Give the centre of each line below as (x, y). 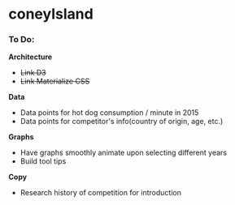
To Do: (22, 40)
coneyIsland (51, 14)
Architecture (30, 57)
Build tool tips (43, 161)
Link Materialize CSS (55, 81)
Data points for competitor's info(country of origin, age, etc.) (122, 122)
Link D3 (33, 73)
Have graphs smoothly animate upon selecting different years (124, 153)
